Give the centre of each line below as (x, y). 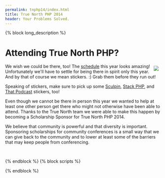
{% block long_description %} (36, 33)
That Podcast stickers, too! (33, 92)
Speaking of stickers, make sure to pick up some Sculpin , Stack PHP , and (80, 86)
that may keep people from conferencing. (47, 142)
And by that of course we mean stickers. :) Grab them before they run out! (81, 77)
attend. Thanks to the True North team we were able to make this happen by (83, 112)
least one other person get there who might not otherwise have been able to (83, 107)
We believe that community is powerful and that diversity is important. (76, 127)
